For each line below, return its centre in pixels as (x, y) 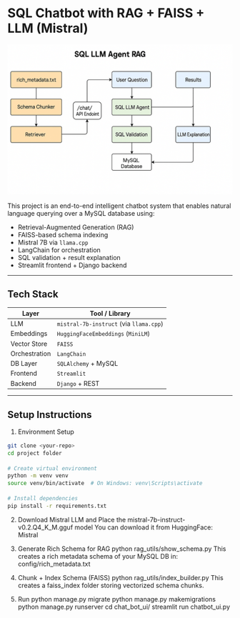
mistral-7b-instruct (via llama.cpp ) (110, 324)
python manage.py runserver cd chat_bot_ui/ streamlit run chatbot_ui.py (124, 607)
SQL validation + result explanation (69, 257)
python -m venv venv (38, 476)
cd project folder (35, 453)
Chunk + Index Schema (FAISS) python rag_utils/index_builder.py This (120, 577)
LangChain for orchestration (59, 250)
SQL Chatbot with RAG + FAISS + (106, 13)
